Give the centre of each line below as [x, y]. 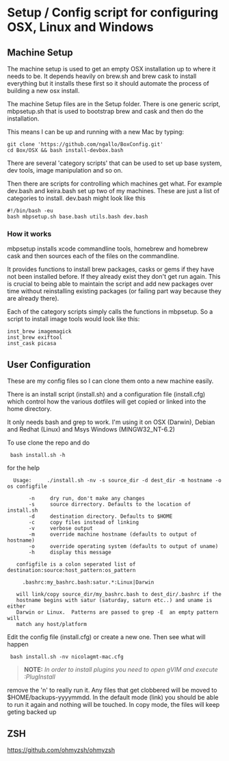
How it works [29, 234]
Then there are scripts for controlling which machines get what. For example [114, 184]
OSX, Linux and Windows [80, 27]
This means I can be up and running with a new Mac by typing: [96, 132]
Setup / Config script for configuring [113, 13]
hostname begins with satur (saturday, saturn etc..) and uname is [114, 601]
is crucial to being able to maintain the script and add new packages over [110, 284]
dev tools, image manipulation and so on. [65, 170]
